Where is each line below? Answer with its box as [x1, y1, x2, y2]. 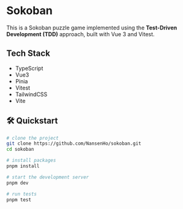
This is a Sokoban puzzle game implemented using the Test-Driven [6, 24, 177, 31]
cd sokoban [6, 146, 34, 153]
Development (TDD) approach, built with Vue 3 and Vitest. [6, 30, 155, 37]
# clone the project [6, 135, 60, 141]
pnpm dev [6, 180, 29, 186]
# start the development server [6, 174, 89, 180]
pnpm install [6, 163, 40, 169]
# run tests [6, 191, 37, 197]
